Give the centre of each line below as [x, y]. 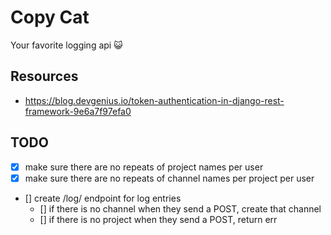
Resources [44, 76]
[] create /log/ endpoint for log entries [103, 198]
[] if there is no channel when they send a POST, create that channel [180, 208]
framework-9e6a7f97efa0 [78, 111]
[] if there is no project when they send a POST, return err [158, 219]
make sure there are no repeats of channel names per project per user [169, 178]
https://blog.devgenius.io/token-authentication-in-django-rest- [154, 100]
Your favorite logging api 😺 [66, 45]
